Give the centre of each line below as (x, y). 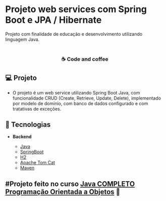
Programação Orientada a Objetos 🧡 (63, 192)
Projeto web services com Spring (76, 9)
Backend (22, 137)
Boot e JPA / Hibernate (53, 20)
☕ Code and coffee (85, 59)
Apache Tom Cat (38, 163)
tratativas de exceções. (37, 109)
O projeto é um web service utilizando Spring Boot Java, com (76, 92)
